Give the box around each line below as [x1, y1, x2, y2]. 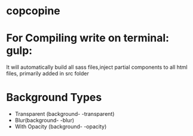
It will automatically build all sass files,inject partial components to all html [6, 64, 188, 71]
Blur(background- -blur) [14, 117, 75, 124]
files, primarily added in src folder [6, 70, 90, 77]
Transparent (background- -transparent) [14, 110, 115, 118]
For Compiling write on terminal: [6, 31, 169, 45]
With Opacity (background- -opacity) [14, 123, 107, 130]
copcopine [6, 4, 61, 18]
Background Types [6, 91, 102, 105]
